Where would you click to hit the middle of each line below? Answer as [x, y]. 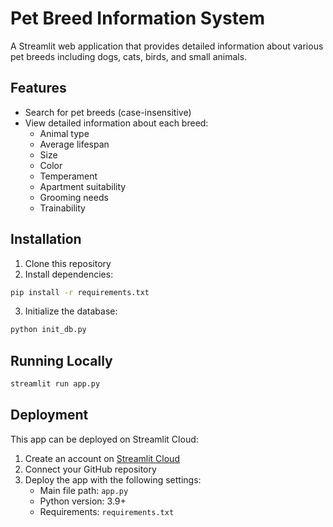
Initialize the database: [71, 311]
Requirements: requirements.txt [107, 511]
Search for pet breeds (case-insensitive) [108, 112]
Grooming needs [74, 197]
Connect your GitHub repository [90, 469]
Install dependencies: [69, 274]
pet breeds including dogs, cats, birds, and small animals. [129, 56]
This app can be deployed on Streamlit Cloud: [104, 439]
